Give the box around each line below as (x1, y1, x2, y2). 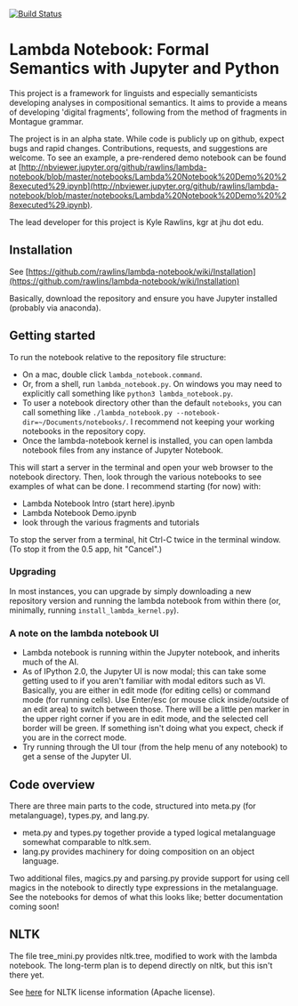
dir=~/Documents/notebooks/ (21, 418, 126, 427)
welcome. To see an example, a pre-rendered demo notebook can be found (9, 152, 286, 163)
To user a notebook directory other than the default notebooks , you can (21, 397, 282, 408)
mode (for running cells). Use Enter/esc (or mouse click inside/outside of (21, 695, 289, 705)
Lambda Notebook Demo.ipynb (21, 507, 137, 518)
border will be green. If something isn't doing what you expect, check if (21, 723, 284, 734)
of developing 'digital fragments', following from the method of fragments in (9, 107, 287, 117)
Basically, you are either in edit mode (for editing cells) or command (21, 685, 271, 696)
